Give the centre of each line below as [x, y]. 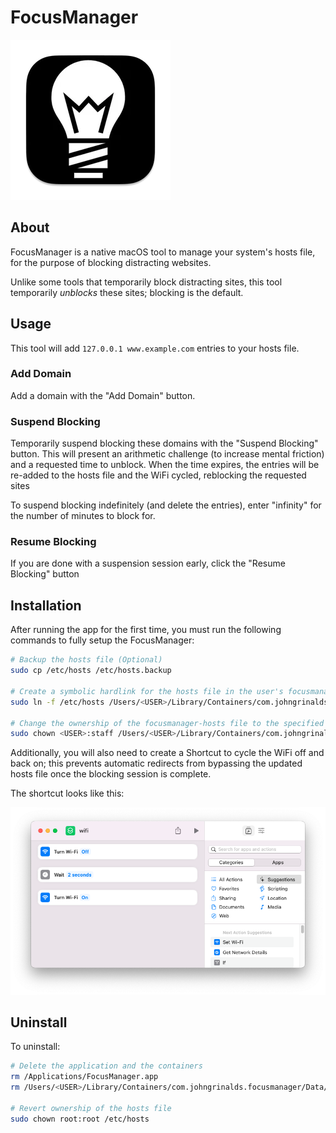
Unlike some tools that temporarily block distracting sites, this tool [146, 282]
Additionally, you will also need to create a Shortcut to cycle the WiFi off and [167, 753]
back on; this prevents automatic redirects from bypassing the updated [156, 763]
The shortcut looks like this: [67, 793]
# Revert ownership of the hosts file [91, 1108]
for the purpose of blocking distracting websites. [111, 262]
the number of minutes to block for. [83, 516]
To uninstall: [35, 1047]
